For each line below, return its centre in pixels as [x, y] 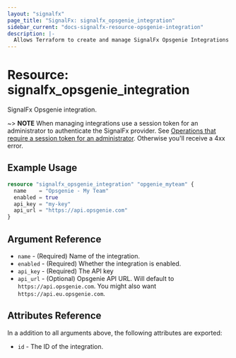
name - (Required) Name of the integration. [78, 256]
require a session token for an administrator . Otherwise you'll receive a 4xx [116, 138]
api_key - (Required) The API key [66, 271]
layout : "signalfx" [36, 14]
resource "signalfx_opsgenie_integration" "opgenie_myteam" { [101, 184]
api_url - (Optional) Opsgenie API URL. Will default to [96, 278]
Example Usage [42, 168]
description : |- [31, 34]
